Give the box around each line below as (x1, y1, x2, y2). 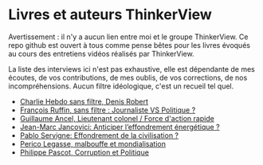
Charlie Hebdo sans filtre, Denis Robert (19, 96, 149, 106)
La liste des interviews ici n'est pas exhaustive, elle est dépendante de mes (8, 64, 255, 73)
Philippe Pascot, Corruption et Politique (19, 147, 150, 157)
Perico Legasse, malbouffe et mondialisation (19, 139, 166, 148)
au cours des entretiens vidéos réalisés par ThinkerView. (8, 49, 194, 58)
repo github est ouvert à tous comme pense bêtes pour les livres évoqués (8, 40, 251, 49)
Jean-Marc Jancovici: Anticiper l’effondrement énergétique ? (19, 122, 221, 132)
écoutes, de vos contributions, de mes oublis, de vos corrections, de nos (8, 73, 248, 82)
